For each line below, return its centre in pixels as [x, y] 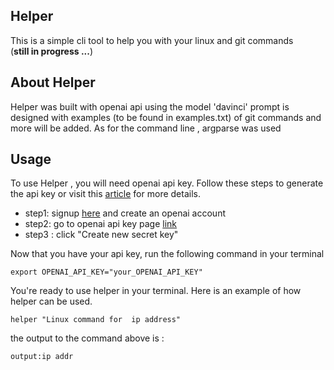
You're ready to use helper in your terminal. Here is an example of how [156, 291]
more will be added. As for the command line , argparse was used [146, 128]
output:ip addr [42, 357]
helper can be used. [51, 301]
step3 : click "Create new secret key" [101, 235]
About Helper [53, 82]
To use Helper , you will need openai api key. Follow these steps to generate [167, 183]
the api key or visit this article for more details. [105, 194]
